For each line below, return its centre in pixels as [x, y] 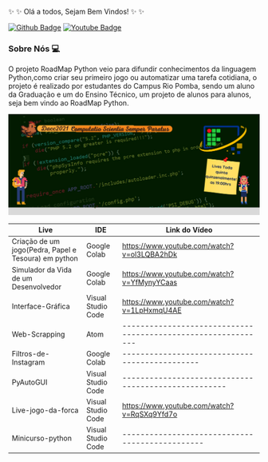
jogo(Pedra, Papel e [44, 250]
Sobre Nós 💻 [34, 49]
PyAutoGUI [30, 382]
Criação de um [36, 241]
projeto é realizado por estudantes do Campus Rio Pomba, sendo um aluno [132, 86]
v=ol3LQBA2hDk [150, 254]
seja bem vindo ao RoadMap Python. [69, 103]
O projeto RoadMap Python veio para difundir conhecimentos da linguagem [132, 69]
